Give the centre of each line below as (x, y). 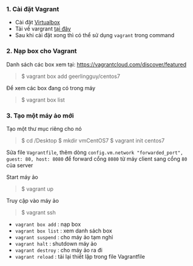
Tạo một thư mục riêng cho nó (44, 128)
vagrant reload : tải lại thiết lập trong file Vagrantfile (80, 256)
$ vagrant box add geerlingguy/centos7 (70, 76)
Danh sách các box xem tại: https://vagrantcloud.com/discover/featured (96, 64)
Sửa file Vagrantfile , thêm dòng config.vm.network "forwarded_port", (95, 152)
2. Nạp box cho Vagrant (42, 51)
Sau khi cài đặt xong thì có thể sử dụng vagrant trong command (95, 35)
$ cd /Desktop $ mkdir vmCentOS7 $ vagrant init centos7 (93, 140)
